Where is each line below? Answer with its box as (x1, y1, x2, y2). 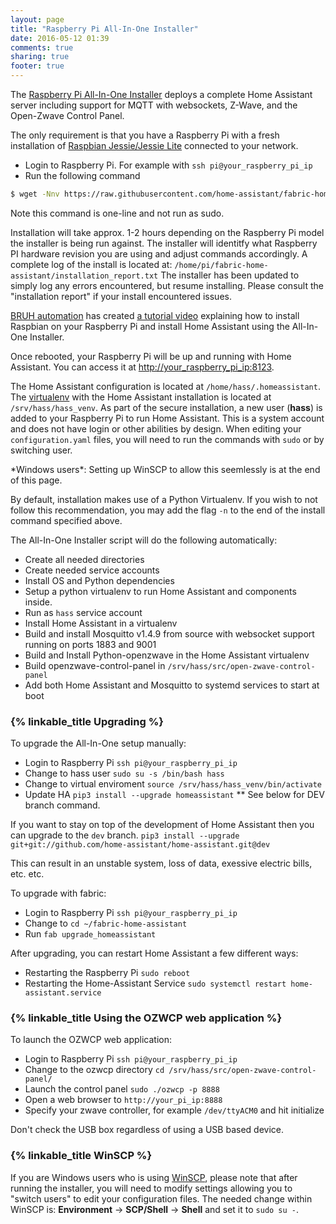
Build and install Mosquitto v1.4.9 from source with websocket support (24, 627, 315, 640)
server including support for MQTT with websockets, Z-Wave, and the (10, 99, 298, 111)
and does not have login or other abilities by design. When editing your (10, 422, 302, 435)
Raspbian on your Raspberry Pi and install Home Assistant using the (10, 320, 290, 332)
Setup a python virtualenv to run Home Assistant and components (24, 585, 297, 597)
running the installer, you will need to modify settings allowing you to (10, 1182, 293, 1194)
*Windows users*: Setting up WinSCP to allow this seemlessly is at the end (10, 463, 321, 475)
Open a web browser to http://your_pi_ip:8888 (24, 1094, 223, 1106)
